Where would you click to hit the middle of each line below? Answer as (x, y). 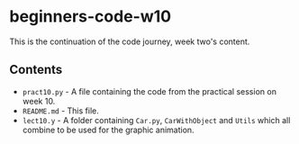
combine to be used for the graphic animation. (109, 130)
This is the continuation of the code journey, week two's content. (130, 41)
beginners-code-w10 (91, 17)
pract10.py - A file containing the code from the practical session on (149, 91)
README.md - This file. (60, 111)
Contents (36, 70)
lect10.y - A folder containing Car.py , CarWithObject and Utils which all (156, 120)
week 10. (39, 101)
